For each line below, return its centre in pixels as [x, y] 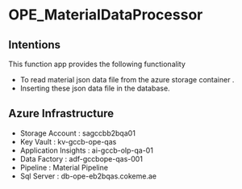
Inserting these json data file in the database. [95, 88]
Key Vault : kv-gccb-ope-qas [68, 141]
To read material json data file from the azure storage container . [127, 80]
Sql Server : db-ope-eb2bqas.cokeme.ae [88, 176]
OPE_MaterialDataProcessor [106, 15]
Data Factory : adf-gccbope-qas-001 [81, 158]
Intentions [35, 45]
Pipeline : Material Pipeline [64, 167]
